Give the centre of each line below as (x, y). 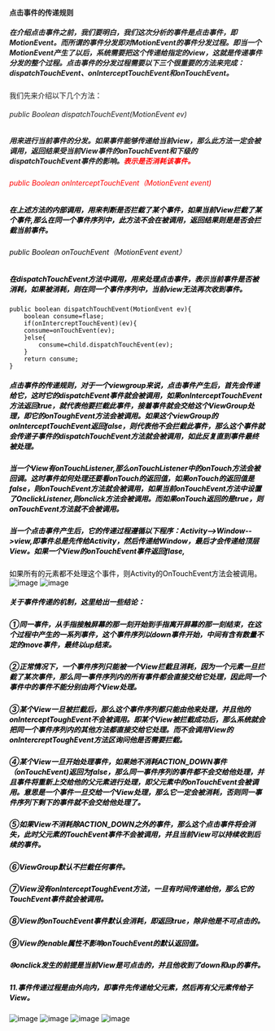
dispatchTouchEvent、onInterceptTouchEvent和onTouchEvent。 (122, 73)
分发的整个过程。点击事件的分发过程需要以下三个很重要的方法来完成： (127, 63)
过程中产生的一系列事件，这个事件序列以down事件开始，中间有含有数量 (136, 634)
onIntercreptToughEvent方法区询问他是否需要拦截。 (98, 740)
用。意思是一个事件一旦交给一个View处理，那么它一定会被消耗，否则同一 (132, 792)
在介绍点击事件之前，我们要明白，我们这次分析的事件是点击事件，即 (123, 33)
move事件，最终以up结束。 (70, 644)
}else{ (35, 338)
